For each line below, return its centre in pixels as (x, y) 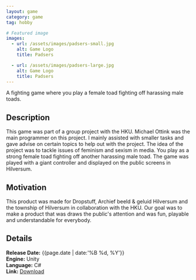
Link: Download (25, 271)
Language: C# (24, 265)
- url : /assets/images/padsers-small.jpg (63, 44)
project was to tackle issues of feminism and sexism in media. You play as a (98, 151)
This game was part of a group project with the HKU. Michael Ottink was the (98, 132)
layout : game (22, 11)
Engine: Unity (23, 259)
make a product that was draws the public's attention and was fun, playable (97, 214)
